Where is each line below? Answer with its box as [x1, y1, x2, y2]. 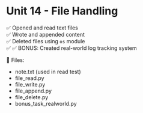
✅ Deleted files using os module [6, 37, 85, 44]
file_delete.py [14, 93, 49, 100]
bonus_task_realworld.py [14, 100, 77, 107]
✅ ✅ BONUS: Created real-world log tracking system [6, 44, 137, 52]
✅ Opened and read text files [6, 24, 78, 31]
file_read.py [14, 74, 44, 82]
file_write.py [14, 81, 46, 88]
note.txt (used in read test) [14, 68, 81, 75]
